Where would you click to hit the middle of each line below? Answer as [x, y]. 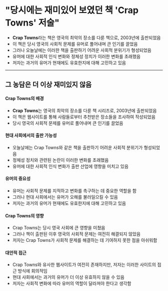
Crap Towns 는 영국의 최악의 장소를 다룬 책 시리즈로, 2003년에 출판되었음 [84, 110]
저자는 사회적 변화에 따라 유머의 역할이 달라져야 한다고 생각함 [72, 283]
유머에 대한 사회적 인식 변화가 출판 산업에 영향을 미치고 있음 [70, 166]
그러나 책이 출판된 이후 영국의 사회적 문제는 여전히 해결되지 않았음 [76, 234]
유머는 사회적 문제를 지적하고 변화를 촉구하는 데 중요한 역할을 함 [74, 190]
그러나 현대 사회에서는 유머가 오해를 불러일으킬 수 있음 [65, 197]
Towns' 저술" [32, 23]
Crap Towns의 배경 [24, 98]
